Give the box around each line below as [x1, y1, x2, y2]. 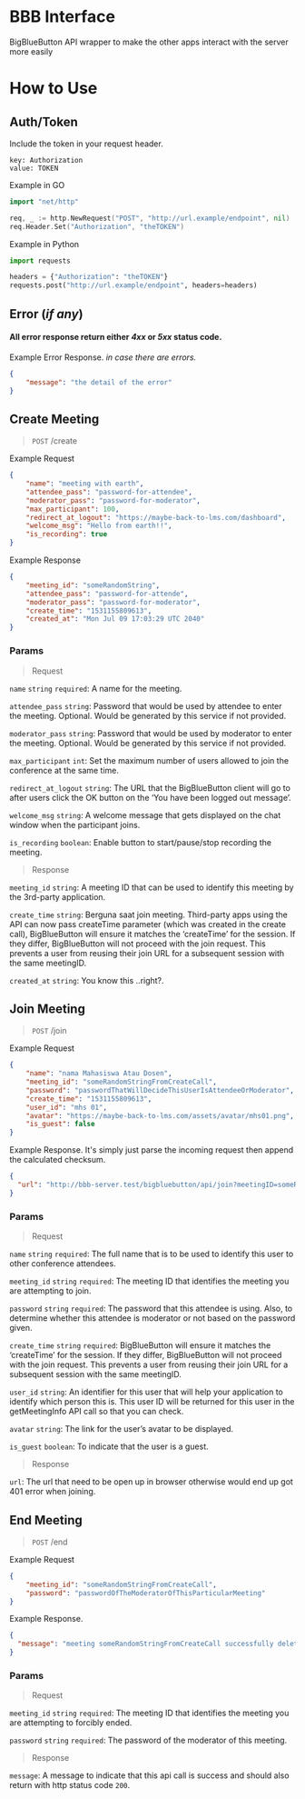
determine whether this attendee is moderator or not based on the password [9, 1313, 296, 1324]
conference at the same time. [9, 765, 120, 775]
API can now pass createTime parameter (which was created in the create [9, 918, 286, 929]
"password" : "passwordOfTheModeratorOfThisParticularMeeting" [25, 1588, 266, 1597]
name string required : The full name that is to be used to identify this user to [9, 1248, 294, 1260]
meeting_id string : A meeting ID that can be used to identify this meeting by [9, 882, 294, 893]
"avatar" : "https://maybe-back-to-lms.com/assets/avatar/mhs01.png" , [25, 1111, 295, 1120]
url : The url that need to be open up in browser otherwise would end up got [9, 1476, 293, 1487]
